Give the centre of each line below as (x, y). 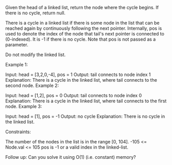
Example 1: (17, 65)
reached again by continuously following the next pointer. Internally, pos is (84, 28)
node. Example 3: (24, 106)
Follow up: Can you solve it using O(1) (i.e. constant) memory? (71, 157)
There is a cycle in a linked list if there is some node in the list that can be (82, 23)
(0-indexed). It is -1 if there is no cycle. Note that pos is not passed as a (81, 39)
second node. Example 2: (32, 85)
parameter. (17, 45)
